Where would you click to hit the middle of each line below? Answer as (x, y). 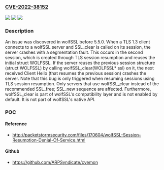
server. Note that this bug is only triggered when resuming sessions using (80, 78)
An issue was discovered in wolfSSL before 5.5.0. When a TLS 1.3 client (78, 42)
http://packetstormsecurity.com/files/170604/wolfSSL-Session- (77, 135)
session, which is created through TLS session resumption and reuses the (80, 57)
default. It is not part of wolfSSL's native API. (50, 99)
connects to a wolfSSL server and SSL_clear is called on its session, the (78, 47)
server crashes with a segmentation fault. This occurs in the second (74, 52)
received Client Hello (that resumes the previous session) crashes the (76, 73)
